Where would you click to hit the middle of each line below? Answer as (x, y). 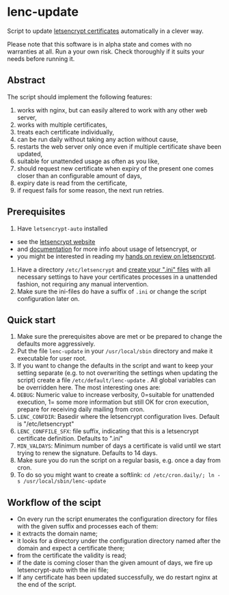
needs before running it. (41, 58)
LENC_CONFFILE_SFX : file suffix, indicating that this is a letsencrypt (108, 431)
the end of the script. (46, 585)
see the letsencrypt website (56, 241)
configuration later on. (48, 298)
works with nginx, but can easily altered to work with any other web (112, 110)
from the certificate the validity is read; (72, 555)
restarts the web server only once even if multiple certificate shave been (119, 146)
